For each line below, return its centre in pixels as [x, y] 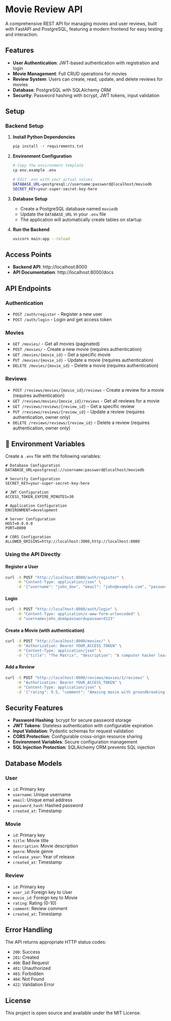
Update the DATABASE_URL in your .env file [63, 214]
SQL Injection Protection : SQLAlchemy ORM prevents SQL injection [84, 747]
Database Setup [30, 199]
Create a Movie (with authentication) [45, 630]
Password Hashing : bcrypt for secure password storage [72, 720]
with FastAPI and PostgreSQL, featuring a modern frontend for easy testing [84, 29]
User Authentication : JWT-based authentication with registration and [86, 63]
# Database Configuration [33, 466]
